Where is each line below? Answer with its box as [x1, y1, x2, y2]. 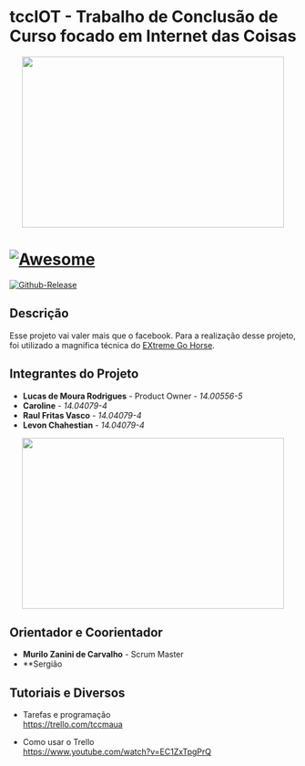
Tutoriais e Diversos [9, 685, 126, 700]
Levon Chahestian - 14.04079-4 [22, 419, 146, 430]
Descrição [9, 305, 69, 321]
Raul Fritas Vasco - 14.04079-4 [22, 409, 142, 420]
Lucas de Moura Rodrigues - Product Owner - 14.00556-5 [22, 390, 243, 401]
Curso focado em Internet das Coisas [9, 26, 297, 47]
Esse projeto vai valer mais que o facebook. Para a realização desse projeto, [9, 330, 296, 341]
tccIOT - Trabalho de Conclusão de [9, 6, 279, 27]
